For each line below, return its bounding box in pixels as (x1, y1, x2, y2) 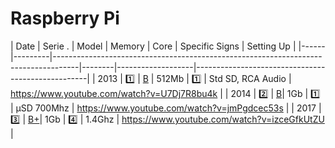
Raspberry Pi (10, 7, 120, 30)
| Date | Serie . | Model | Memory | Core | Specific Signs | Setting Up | (10, 40, 297, 52)
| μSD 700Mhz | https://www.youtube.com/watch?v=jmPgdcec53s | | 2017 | (10, 102, 322, 114)
